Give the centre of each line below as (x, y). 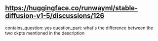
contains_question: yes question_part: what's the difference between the (79, 28)
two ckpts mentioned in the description (45, 33)
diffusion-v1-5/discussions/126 (55, 16)
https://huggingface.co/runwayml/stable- (72, 8)
